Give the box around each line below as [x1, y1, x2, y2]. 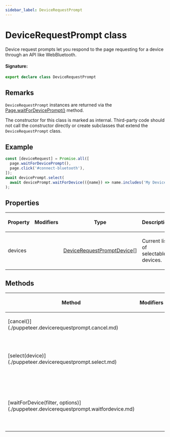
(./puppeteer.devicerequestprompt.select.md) [8, 359, 117, 366]
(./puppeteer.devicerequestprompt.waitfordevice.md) [8, 405, 135, 413]
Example [5, 143, 33, 151]
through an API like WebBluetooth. [5, 51, 77, 57]
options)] [59, 399, 81, 407]
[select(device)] [8, 352, 47, 359]
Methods [5, 279, 34, 288]
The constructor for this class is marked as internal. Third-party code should [5, 117, 165, 123]
